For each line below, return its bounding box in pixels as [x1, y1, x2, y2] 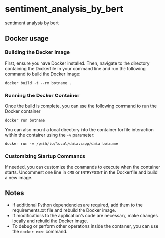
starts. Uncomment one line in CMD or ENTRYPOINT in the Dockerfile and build [5, 169, 158, 175]
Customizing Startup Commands [5, 152, 85, 159]
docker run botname [5, 118, 45, 123]
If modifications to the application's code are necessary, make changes [12, 213, 158, 219]
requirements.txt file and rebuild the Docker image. [12, 207, 116, 213]
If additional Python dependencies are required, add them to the [12, 202, 143, 208]
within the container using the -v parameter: [5, 132, 95, 138]
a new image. [5, 175, 33, 181]
